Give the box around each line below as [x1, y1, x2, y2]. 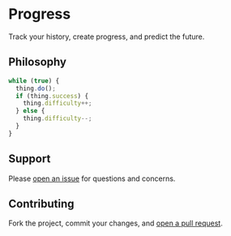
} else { [15, 107, 45, 115]
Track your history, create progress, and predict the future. [8, 32, 205, 41]
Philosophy [8, 55, 67, 69]
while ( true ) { [8, 76, 60, 85]
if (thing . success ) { [15, 92, 89, 100]
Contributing [8, 196, 75, 211]
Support [8, 152, 51, 166]
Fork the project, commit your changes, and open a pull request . [8, 218, 223, 228]
